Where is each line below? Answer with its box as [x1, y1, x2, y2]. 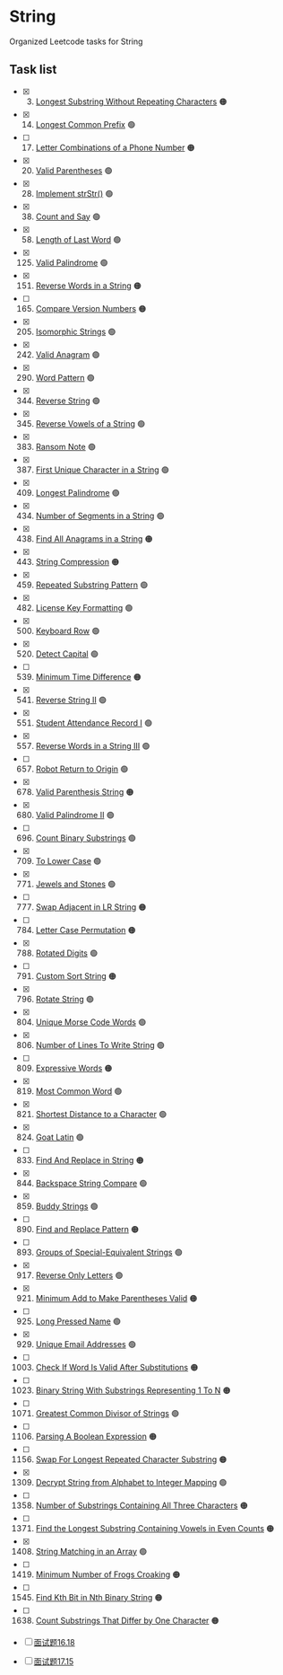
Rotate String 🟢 [35, 993, 95, 1004]
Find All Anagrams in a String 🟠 [35, 533, 154, 544]
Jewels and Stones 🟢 [35, 878, 116, 889]
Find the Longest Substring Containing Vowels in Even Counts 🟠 [35, 1522, 275, 1533]
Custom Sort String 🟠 [35, 970, 117, 981]
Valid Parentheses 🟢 [35, 164, 113, 176]
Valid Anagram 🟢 [35, 348, 100, 360]
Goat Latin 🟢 [35, 1132, 84, 1142]
